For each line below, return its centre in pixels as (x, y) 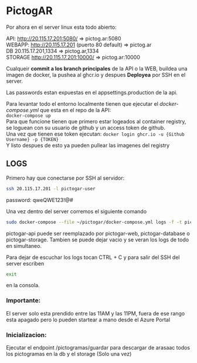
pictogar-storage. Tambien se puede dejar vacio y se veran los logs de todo (98, 240)
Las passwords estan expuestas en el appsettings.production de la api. (92, 92)
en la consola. (23, 285)
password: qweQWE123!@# (40, 200)
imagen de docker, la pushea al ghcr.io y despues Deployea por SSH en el (96, 75)
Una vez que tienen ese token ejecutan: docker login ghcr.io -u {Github (95, 134)
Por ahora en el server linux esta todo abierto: (61, 27)
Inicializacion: (26, 335)
